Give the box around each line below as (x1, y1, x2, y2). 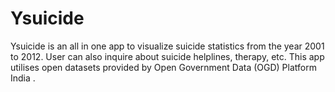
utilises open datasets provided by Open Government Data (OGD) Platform (10, 61, 317, 73)
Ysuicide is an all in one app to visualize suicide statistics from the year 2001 (10, 40, 325, 52)
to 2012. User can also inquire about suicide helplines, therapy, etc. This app (10, 50, 325, 62)
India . (10, 72, 36, 84)
